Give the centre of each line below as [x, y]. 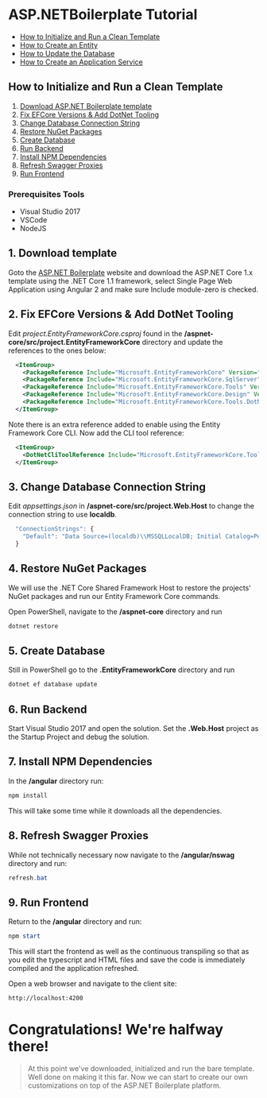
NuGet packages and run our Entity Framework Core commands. [114, 596]
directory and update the [183, 342]
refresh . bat [28, 878]
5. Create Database [57, 650]
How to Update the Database [67, 53]
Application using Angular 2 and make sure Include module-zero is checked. [133, 289]
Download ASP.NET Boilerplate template [86, 106]
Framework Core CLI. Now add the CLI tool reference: [96, 433]
